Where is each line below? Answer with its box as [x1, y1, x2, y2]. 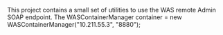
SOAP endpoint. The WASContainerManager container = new [7, 13, 182, 21]
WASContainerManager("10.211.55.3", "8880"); [7, 21, 141, 28]
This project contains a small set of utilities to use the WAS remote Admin [7, 6, 217, 14]
